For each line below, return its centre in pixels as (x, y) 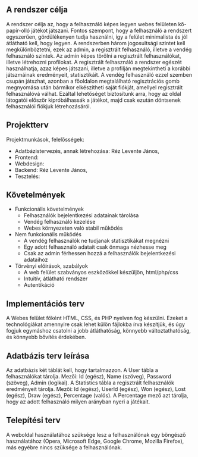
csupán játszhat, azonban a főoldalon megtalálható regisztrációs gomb (93, 81)
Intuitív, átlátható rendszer (56, 278)
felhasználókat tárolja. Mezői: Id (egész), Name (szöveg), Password (89, 377)
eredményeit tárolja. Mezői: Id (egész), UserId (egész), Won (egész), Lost (96, 389)
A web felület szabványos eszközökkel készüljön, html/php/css (101, 273)
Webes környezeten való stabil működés (73, 228)
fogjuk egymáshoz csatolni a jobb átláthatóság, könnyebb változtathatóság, (99, 331)
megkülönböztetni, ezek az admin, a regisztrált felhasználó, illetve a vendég (99, 49)
